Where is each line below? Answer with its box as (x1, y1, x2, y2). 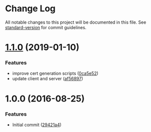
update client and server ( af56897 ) (12, 76, 84, 82)
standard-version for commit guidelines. (5, 24, 87, 30)
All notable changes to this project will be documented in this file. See (5, 19, 147, 25)
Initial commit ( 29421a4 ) (12, 122, 61, 128)
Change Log (5, 3, 56, 14)
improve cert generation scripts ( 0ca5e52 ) (12, 70, 98, 76)
